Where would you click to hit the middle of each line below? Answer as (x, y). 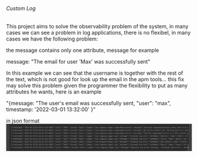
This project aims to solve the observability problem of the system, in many (97, 26)
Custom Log (21, 8)
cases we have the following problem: (52, 39)
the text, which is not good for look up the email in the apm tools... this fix (95, 79)
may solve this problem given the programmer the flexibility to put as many (97, 86)
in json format (23, 121)
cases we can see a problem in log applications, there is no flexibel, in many (98, 33)
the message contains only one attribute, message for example (82, 51)
